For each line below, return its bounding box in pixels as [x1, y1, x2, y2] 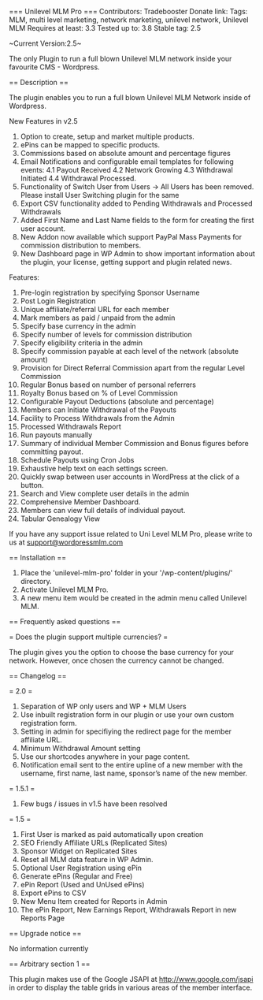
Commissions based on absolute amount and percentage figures [20, 149, 231, 158]
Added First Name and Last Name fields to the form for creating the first [20, 216, 254, 225]
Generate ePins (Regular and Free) [20, 872, 133, 881]
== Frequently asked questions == [9, 617, 121, 626]
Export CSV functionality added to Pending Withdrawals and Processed [20, 199, 253, 208]
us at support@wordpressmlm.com [9, 537, 124, 547]
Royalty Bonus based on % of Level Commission [20, 388, 178, 397]
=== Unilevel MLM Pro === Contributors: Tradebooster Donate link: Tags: [9, 7, 248, 16]
